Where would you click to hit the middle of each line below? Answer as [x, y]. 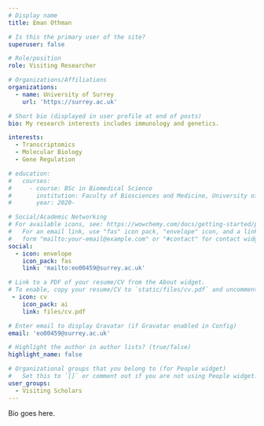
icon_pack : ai [45, 304]
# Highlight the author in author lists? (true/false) [100, 347]
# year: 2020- [42, 203]
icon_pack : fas [47, 261]
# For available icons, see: [56, 225]
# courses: [29, 181]
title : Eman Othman [40, 23]
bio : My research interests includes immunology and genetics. [114, 123]
